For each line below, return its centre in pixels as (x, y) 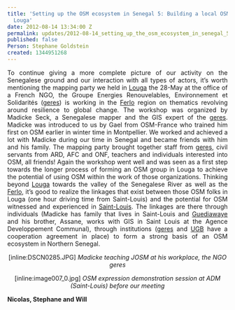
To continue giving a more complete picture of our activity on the (117, 72)
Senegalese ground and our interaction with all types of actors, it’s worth (117, 80)
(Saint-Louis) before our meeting (117, 286)
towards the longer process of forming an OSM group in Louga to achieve (117, 169)
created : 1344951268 (37, 53)
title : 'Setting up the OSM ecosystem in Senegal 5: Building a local (112, 14)
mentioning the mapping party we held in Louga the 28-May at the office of (117, 87)
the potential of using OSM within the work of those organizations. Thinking (117, 176)
